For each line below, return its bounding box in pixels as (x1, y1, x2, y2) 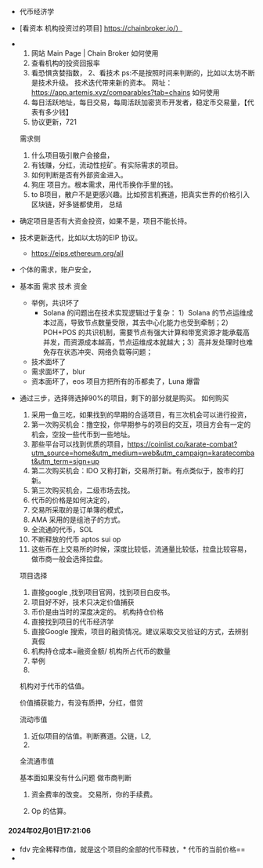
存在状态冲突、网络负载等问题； (49, 348, 153, 356)
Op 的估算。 (31, 807, 70, 815)
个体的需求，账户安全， (19, 265, 95, 274)
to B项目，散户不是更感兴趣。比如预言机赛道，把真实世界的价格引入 (31, 190, 250, 199)
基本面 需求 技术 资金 (19, 282, 88, 290)
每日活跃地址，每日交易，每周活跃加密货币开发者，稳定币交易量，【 (31, 97, 248, 107)
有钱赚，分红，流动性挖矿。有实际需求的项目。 (31, 160, 182, 170)
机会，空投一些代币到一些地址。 (31, 430, 135, 439)
